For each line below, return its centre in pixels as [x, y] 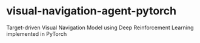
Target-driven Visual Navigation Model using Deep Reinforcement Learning [100, 27]
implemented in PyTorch [37, 33]
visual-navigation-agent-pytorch [92, 11]
